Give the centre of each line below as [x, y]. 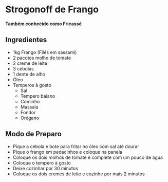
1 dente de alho [29, 74]
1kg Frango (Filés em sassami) [45, 52]
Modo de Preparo [33, 134]
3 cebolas [23, 68]
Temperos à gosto [32, 85]
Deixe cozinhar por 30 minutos [45, 168]
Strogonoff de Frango [52, 10]
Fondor [28, 112]
